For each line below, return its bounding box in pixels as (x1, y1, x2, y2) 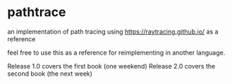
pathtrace (7, 4, 66, 20)
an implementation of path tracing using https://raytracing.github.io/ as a (7, 27, 219, 36)
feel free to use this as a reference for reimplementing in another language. (7, 48, 226, 57)
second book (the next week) (7, 69, 93, 78)
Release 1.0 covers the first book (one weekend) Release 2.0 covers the (7, 62, 216, 70)
